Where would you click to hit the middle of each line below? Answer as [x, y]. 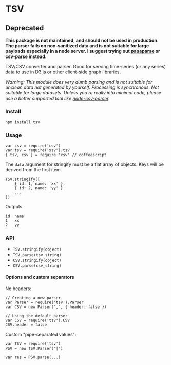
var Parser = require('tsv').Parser [44, 303]
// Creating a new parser [33, 298]
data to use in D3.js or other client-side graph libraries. [63, 72]
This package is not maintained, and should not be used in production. [82, 40]
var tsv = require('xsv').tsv [38, 150]
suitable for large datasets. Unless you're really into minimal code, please [83, 93]
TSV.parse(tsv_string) [37, 255]
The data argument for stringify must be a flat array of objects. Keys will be [85, 164]
